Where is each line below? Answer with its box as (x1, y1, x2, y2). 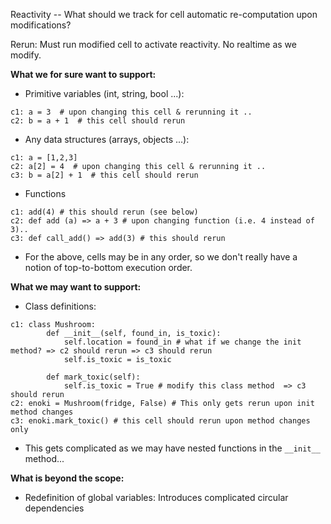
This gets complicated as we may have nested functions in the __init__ (24, 442, 321, 454)
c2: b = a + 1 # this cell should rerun (10, 116, 186, 126)
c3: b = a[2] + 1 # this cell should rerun (10, 170, 199, 180)
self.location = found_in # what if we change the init (63, 337, 302, 347)
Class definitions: (24, 300, 97, 312)
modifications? (10, 19, 72, 31)
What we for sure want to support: (10, 69, 157, 80)
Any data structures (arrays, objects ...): (24, 134, 190, 145)
